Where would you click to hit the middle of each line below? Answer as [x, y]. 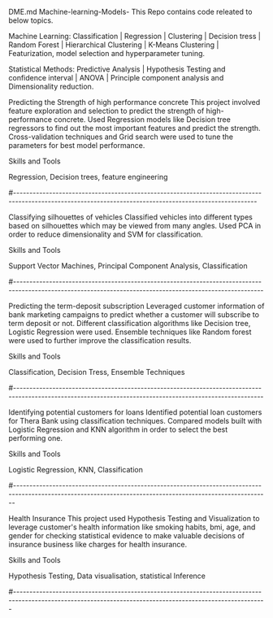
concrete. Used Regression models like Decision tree [143, 120]
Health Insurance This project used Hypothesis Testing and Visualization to [134, 518]
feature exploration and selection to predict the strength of [106, 111]
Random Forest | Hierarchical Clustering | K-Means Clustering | [114, 45]
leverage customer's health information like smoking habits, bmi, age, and [132, 527]
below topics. [31, 20]
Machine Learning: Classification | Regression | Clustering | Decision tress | [135, 36]
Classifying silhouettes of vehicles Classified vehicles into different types [131, 217]
